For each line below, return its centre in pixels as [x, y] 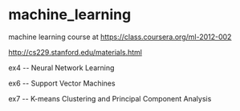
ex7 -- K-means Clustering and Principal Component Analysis [110, 98]
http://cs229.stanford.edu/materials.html [75, 52]
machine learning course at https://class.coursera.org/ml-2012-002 [120, 37]
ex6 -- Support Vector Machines [62, 83]
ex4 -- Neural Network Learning [61, 67]
